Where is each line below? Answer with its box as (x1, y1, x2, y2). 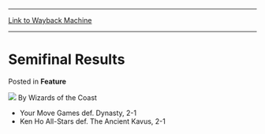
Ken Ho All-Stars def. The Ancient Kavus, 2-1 (19, 116, 166, 126)
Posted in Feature (8, 76, 67, 86)
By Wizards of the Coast (17, 92, 97, 102)
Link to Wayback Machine (8, 16, 92, 24)
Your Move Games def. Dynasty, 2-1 (19, 108, 136, 117)
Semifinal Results (8, 50, 125, 69)
